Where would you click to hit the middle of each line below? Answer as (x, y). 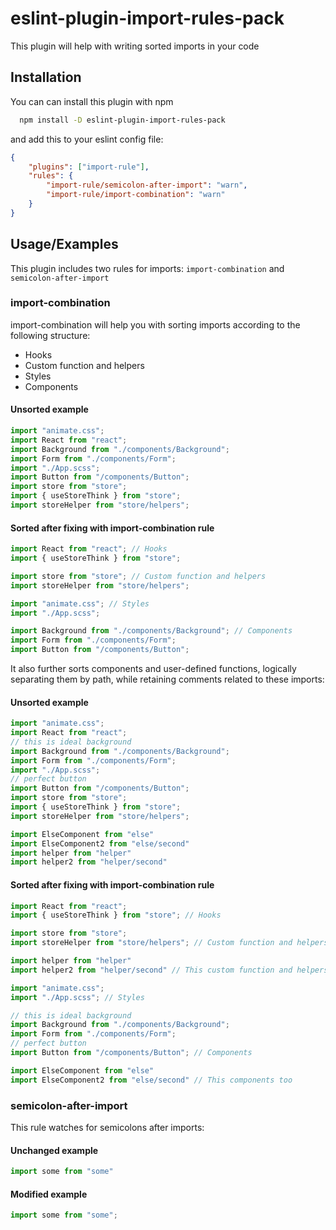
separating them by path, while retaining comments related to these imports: (167, 679)
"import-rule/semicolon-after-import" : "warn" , (147, 185)
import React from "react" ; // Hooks (89, 549)
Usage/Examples (64, 244)
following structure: (50, 335)
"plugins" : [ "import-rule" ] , (89, 167)
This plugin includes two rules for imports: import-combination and (147, 268)
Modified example (49, 1194)
